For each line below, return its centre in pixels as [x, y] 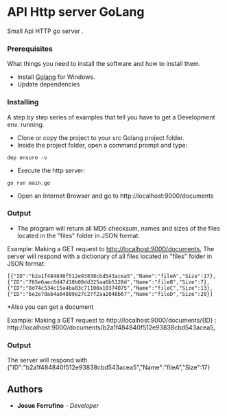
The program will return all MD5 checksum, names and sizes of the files [119, 228]
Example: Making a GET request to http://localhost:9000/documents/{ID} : [112, 320]
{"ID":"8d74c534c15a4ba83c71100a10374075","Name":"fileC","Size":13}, [110, 288]
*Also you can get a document [50, 307]
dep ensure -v [27, 158]
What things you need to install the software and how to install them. [104, 64]
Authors [25, 389]
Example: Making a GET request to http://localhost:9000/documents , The [111, 249]
